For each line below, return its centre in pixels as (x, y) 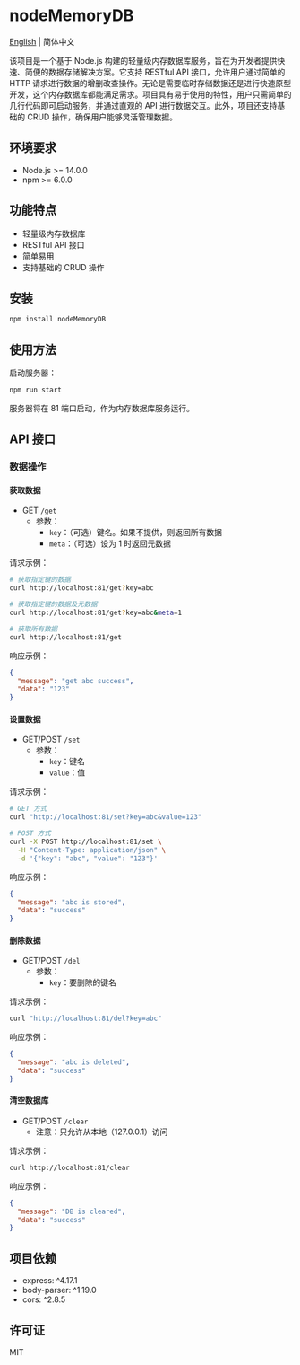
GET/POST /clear (55, 1121)
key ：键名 (67, 762)
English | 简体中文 (42, 41)
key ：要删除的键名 (82, 982)
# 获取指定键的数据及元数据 (54, 604)
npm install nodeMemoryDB (57, 320)
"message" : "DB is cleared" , (72, 1211)
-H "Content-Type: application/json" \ (92, 850)
